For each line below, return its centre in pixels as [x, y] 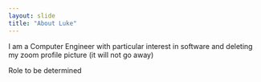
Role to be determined [45, 70]
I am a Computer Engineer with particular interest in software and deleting [130, 46]
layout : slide [32, 16]
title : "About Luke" [43, 23]
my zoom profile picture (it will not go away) [81, 55]
